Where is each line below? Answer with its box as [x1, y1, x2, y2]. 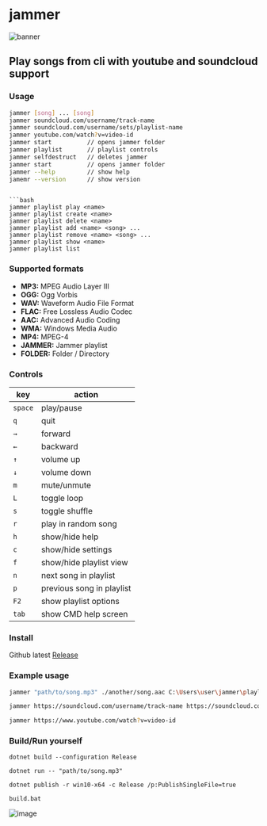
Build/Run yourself [9, 736, 82, 747]
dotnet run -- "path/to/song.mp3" [9, 767, 124, 775]
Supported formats [9, 263, 84, 274]
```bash [9, 197, 35, 205]
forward [40, 428, 71, 439]
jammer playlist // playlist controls [9, 146, 158, 154]
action [74, 388, 98, 400]
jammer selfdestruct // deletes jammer [9, 153, 148, 161]
